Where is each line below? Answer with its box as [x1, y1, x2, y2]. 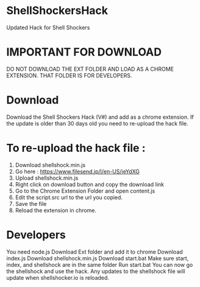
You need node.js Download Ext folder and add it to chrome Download [6, 248, 183, 255]
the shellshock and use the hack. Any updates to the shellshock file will [6, 268, 185, 275]
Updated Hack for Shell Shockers [6, 24, 90, 31]
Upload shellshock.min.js [15, 174, 79, 182]
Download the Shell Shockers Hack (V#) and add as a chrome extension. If [6, 113, 194, 121]
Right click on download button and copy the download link [15, 180, 165, 188]
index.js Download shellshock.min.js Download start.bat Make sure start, [6, 254, 189, 262]
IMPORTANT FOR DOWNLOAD [6, 45, 162, 59]
